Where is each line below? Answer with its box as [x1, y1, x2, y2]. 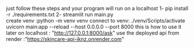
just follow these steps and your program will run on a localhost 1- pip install [6, 5, 188, 12]
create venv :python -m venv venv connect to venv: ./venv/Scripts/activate [6, 17, 185, 24]
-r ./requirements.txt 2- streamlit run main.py [6, 11, 114, 18]
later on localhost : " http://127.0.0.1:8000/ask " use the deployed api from [6, 29, 179, 36]
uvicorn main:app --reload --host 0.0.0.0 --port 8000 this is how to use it [6, 23, 182, 30]
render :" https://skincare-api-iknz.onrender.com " [6, 36, 124, 42]
